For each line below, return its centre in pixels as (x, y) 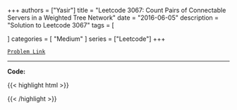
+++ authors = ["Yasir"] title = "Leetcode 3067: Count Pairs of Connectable (117, 10)
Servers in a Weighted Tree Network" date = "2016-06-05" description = (113, 18)
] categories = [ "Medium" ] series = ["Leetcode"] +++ (86, 39)
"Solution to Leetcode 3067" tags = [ (61, 25)
